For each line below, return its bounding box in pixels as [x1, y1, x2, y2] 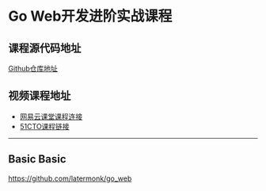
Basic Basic [8, 152, 66, 166]
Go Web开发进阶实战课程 [8, 7, 173, 25]
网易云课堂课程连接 [19, 112, 83, 121]
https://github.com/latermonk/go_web [8, 174, 132, 183]
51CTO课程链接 [19, 121, 70, 131]
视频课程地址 [8, 89, 71, 103]
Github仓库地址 [8, 64, 58, 73]
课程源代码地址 [8, 41, 82, 55]
